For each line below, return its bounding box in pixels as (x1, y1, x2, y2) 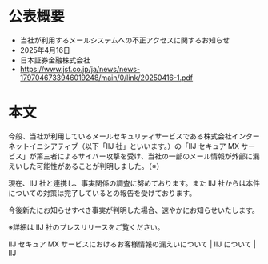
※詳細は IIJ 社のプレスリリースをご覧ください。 (8, 222, 165, 232)
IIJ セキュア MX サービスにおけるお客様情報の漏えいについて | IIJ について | (8, 239, 256, 249)
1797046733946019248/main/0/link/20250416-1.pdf (19, 73, 194, 82)
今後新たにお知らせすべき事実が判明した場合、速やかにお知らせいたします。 (8, 205, 260, 214)
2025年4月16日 (19, 45, 70, 54)
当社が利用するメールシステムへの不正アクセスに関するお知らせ (19, 35, 230, 45)
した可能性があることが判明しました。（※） (22, 161, 164, 170)
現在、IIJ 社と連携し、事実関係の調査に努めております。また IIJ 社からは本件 (8, 178, 261, 188)
